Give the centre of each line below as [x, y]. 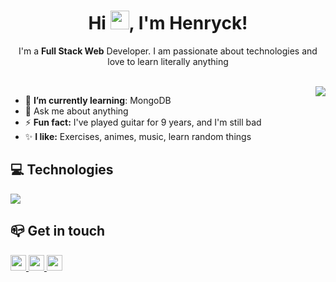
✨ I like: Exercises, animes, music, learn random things [138, 136]
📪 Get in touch [58, 231]
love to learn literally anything [168, 61]
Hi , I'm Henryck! [168, 23]
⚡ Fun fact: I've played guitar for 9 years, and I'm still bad [143, 122]
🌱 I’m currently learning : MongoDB [98, 100]
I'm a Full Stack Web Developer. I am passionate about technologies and [168, 51]
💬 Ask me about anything [76, 111]
